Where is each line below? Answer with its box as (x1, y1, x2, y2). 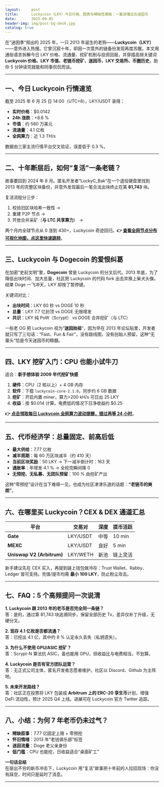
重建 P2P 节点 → (12, 211, 45, 217)
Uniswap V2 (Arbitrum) (7, 551, 63, 558)
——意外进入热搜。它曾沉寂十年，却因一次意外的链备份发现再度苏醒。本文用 (5, 46, 159, 51)
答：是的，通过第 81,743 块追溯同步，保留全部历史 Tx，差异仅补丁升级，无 (5, 611, 155, 617)
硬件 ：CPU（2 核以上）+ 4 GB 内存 (12, 382, 83, 388)
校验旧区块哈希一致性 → (12, 204, 61, 211)
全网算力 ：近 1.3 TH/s (12, 133, 56, 139)
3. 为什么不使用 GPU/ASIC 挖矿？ (5, 644, 72, 650)
